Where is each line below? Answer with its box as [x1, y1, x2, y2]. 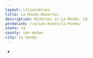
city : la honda [5, 35, 37, 40]
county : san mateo [5, 30, 43, 35]
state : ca [5, 26, 26, 31]
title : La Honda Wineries [5, 12, 59, 17]
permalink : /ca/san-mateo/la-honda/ [5, 21, 81, 26]
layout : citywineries [5, 7, 50, 12]
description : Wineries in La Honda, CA [5, 16, 88, 21]
